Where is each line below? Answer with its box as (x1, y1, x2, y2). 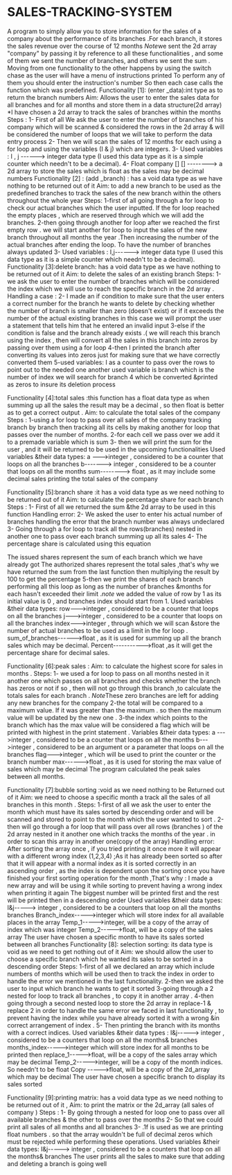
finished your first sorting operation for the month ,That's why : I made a (7, 874, 213, 882)
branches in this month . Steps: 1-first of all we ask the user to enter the (7, 800, 211, 809)
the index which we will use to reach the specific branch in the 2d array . (7, 285, 215, 293)
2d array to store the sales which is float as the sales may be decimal (7, 167, 204, 175)
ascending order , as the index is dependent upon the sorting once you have (7, 866, 225, 874)
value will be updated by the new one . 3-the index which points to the (7, 713, 208, 721)
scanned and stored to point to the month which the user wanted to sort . (7, 815, 216, 823)
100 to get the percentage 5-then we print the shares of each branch (7, 575, 204, 583)
